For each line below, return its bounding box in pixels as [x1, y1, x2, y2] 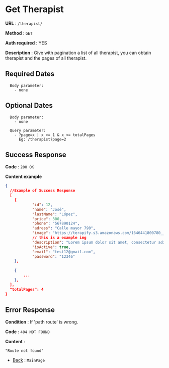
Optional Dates [5, 101, 53, 110]
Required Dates [5, 70, 54, 78]
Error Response [5, 305, 55, 314]
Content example [5, 173, 42, 180]
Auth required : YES [5, 39, 47, 46]
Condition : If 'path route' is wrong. [5, 319, 78, 325]
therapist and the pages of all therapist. [5, 55, 87, 61]
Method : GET [5, 30, 33, 36]
